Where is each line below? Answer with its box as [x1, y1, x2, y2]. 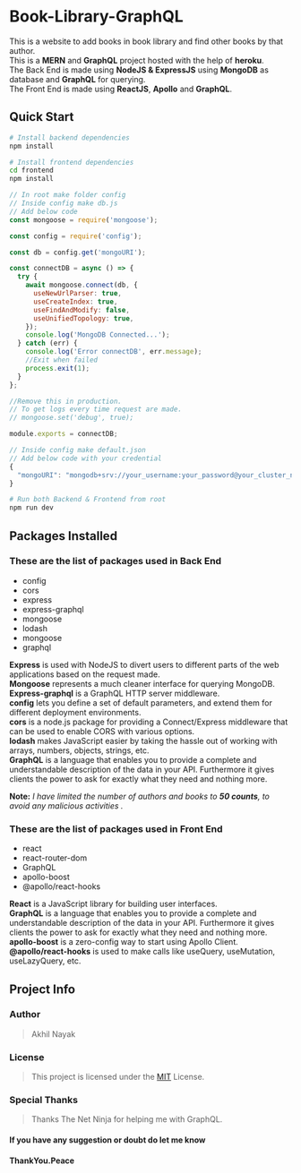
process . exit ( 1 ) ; [25, 364, 90, 372]
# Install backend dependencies [9, 133, 130, 142]
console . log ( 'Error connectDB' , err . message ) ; [25, 347, 202, 356]
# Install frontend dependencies [9, 158, 134, 167]
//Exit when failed [25, 355, 99, 364]
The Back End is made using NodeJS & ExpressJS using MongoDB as [9, 64, 269, 75]
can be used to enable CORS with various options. [9, 725, 195, 736]
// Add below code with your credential [9, 454, 163, 463]
